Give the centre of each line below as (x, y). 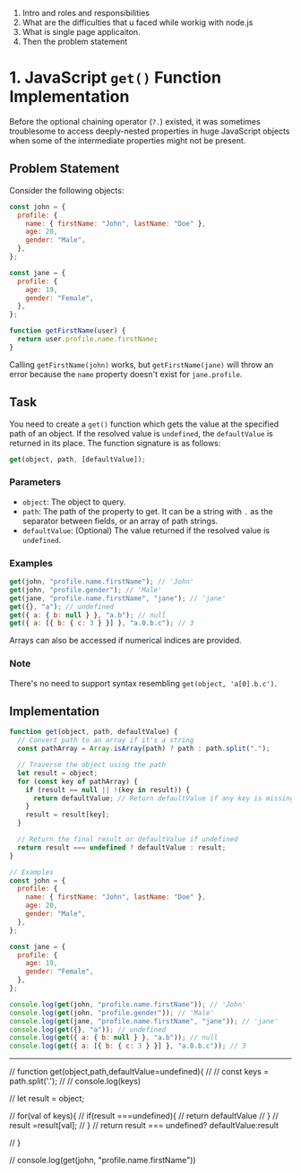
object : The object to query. (74, 502)
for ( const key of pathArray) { (78, 781)
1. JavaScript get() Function (116, 78)
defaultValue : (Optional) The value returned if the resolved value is (146, 530)
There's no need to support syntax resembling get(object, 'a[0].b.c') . (143, 683)
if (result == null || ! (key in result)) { (108, 790)
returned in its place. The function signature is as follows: (115, 443)
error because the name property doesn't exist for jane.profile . (126, 374)
